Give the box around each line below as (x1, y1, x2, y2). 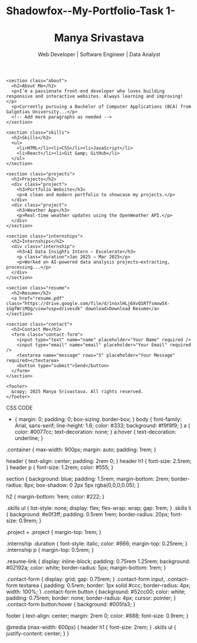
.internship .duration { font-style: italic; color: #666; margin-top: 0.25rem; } (6, 540, 188, 547)
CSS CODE (6, 404, 33, 411)
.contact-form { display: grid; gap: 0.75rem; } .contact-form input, (6, 576, 165, 583)
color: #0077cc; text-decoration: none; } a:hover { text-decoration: (14, 428, 177, 436)
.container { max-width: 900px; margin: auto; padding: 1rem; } (6, 446, 156, 454)
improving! (156, 94, 183, 99)
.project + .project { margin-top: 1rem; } (6, 529, 101, 536)
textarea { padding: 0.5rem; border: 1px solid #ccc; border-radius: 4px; (18, 582, 191, 589)
